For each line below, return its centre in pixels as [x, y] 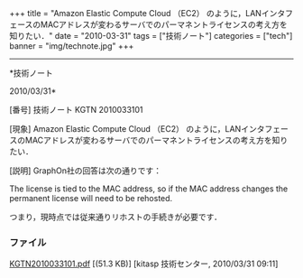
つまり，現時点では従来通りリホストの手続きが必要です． [116, 217]
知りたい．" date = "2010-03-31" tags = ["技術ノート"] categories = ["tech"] [151, 36]
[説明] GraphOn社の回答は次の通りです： [86, 171]
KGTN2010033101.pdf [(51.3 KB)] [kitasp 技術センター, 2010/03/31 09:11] [144, 264]
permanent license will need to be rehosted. [91, 198]
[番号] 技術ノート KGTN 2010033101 [76, 110]
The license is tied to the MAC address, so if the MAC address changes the [149, 189]
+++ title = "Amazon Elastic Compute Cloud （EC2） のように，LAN [135, 13]
